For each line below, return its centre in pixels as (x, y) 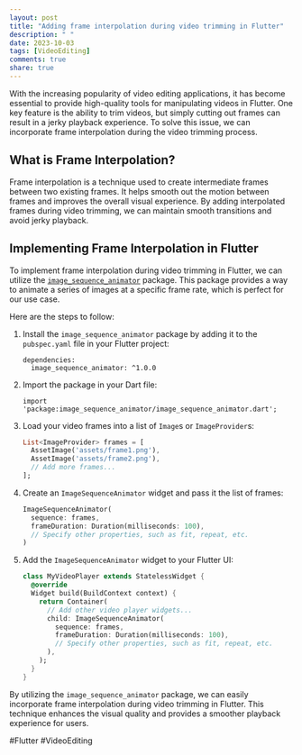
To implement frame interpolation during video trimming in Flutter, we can (146, 270)
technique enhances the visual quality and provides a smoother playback (145, 714)
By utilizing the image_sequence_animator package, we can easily (129, 694)
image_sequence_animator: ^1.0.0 (94, 368)
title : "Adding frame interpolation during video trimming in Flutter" (146, 26)
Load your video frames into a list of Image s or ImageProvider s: (138, 425)
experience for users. (49, 723)
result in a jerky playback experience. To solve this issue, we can (130, 122)
